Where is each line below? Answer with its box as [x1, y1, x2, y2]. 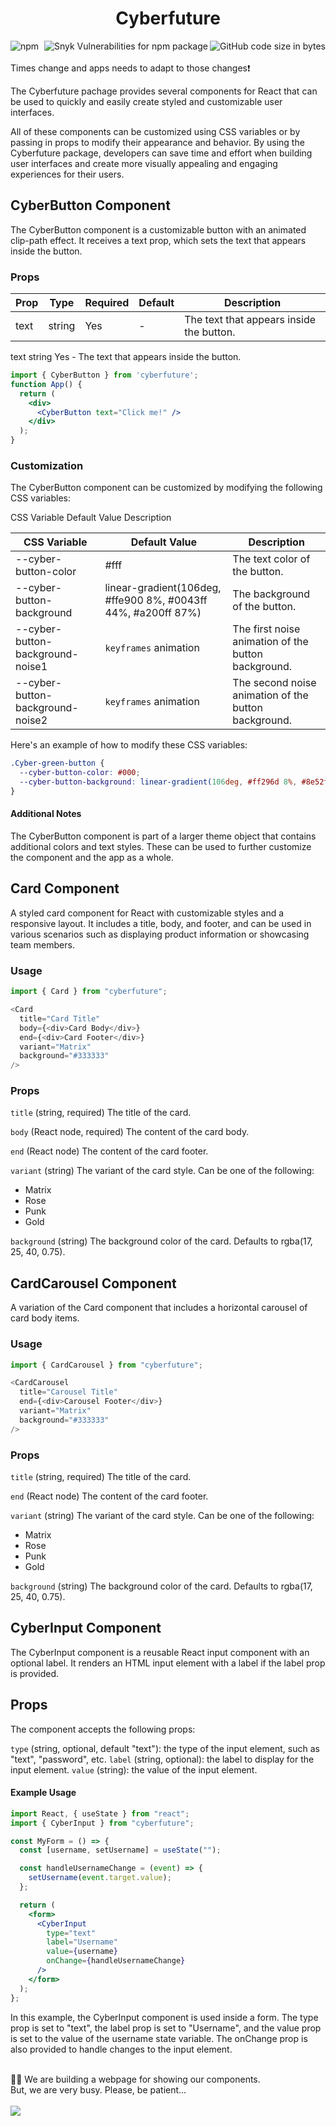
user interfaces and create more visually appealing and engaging [10, 157, 278, 169]
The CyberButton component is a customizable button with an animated [10, 223, 307, 236]
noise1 [15, 660, 48, 674]
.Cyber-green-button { [10, 758, 105, 769]
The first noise [232, 622, 301, 636]
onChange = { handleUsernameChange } [46, 1956, 186, 1966]
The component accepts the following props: [10, 1723, 196, 1735]
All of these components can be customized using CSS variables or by [10, 125, 301, 137]
